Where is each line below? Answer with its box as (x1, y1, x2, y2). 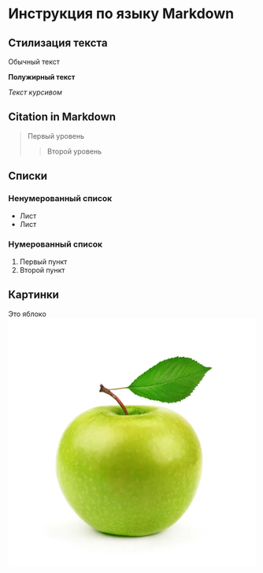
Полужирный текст (8, 73, 76, 81)
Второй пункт (19, 265, 65, 274)
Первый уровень (27, 131, 85, 140)
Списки (8, 169, 48, 183)
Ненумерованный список (8, 193, 113, 204)
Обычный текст (8, 57, 61, 66)
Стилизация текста (8, 36, 108, 50)
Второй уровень (46, 147, 102, 156)
